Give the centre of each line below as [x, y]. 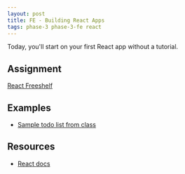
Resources [31, 147]
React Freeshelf [30, 86]
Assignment [34, 68]
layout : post [26, 14]
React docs [34, 163]
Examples [29, 108]
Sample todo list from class [57, 125]
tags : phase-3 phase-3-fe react [54, 27]
